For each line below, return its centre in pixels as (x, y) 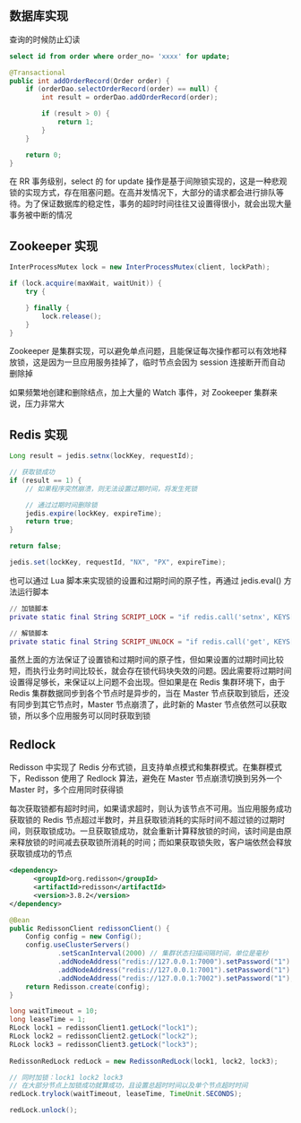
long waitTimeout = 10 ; (54, 1011)
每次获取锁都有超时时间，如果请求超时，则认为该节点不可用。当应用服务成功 (150, 808)
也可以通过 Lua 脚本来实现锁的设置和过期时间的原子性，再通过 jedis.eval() (146, 580)
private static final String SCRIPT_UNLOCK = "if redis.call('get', (140, 642)
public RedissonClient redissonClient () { (90, 929)
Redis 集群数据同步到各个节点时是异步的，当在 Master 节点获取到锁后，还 (146, 694)
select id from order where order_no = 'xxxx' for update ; (120, 56)
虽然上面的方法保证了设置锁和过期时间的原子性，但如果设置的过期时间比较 (146, 660)
